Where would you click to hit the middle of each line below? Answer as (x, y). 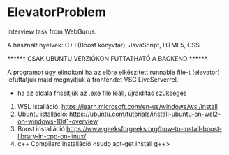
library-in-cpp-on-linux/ (52, 136)
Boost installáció (41, 128)
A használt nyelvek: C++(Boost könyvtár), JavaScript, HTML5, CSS (104, 45)
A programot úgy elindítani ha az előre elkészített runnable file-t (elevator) (113, 72)
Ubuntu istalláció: (42, 114)
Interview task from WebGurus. (52, 31)
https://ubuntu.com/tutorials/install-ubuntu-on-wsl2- (145, 114)
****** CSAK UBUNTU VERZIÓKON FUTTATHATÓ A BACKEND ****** (108, 58)
